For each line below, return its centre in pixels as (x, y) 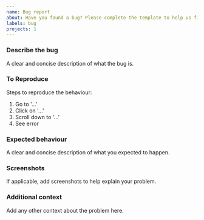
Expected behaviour (37, 139)
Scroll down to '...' (37, 117)
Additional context (34, 197)
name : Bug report (28, 12)
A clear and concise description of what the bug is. (70, 63)
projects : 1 (21, 29)
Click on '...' (29, 111)
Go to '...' (26, 104)
